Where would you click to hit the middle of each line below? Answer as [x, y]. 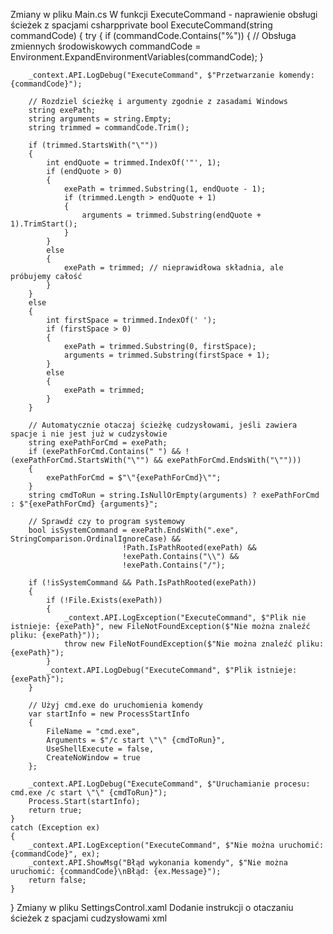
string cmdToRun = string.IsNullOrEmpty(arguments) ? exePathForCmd [174, 495]
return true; [55, 810]
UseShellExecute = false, [100, 749]
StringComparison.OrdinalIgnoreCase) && [96, 539]
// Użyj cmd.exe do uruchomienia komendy [115, 705]
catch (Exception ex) [55, 828]
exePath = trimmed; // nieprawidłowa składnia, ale [173, 268]
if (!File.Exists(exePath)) [104, 600]
